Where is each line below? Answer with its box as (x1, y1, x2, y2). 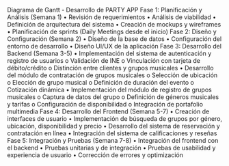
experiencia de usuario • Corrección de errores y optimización (7, 151, 183, 159)
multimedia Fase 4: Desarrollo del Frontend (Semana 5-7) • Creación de (7, 107, 210, 115)
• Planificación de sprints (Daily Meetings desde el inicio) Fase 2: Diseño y (7, 27, 217, 36)
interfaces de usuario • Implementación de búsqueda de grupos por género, (7, 115, 223, 122)
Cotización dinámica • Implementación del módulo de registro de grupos (7, 85, 212, 94)
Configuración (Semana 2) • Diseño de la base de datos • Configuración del (7, 35, 222, 43)
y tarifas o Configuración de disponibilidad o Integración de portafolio (7, 100, 204, 108)
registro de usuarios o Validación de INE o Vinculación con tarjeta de (7, 57, 200, 64)
